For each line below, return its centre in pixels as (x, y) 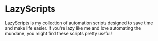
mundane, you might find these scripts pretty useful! (59, 33)
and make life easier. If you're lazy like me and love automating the (73, 28)
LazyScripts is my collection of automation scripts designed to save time (79, 23)
